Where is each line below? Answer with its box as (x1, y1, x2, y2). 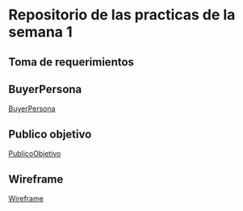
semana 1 (8, 23, 73, 41)
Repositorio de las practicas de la (8, 6, 236, 24)
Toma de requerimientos (8, 55, 135, 69)
